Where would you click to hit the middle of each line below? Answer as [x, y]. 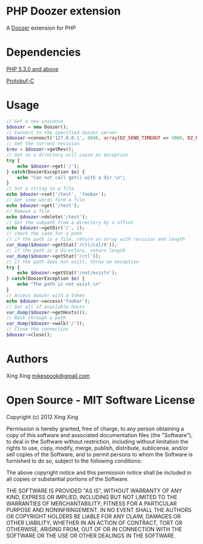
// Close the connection [37, 329]
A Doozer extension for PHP [41, 28]
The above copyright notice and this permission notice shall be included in [99, 472]
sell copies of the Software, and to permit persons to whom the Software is [100, 454]
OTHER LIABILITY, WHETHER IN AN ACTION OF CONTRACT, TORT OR [94, 523]
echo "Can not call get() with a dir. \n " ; [71, 177]
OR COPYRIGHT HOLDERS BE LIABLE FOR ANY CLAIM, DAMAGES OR [94, 516]
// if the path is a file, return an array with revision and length [96, 239]
